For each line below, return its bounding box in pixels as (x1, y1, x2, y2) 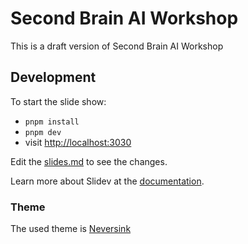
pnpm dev (24, 127, 62, 137)
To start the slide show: (10, 95, 107, 107)
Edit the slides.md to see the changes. (10, 155, 168, 167)
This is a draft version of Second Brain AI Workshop (10, 40, 224, 52)
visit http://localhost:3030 (24, 136, 132, 148)
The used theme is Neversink (10, 223, 132, 235)
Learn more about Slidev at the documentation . (10, 175, 205, 187)
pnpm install (24, 117, 80, 127)
